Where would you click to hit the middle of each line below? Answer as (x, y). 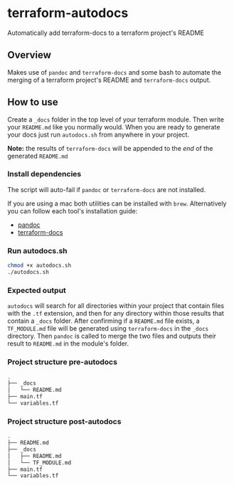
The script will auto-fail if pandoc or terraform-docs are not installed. (107, 189)
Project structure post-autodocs (64, 421)
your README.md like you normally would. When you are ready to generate (114, 127)
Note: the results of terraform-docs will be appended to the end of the (110, 148)
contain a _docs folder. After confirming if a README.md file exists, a (104, 321)
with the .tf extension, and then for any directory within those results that (116, 314)
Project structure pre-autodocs (62, 362)
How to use (33, 102)
